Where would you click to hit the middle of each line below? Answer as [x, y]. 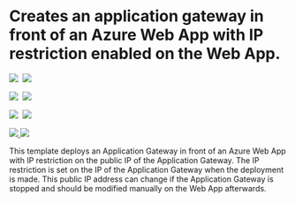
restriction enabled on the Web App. [145, 54]
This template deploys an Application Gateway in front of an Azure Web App [148, 151]
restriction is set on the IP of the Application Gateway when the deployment [147, 169]
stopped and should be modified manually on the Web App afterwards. [138, 188]
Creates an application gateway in [136, 16]
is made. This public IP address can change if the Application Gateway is [141, 179]
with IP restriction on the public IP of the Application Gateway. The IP [134, 160]
